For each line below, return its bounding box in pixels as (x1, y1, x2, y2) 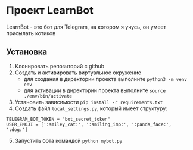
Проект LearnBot (6, 4, 94, 17)
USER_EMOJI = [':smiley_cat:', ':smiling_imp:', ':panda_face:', (6, 121, 172, 127)
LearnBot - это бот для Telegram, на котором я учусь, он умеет (6, 23, 166, 30)
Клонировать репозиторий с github (14, 62, 105, 70)
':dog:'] (6, 126, 28, 133)
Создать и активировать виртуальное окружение (14, 69, 142, 76)
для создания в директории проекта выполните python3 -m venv (23, 75, 188, 82)
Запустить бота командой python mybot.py (14, 137, 123, 144)
